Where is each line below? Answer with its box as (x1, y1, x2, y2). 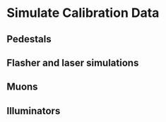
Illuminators (6, 104, 61, 117)
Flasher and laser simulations (6, 56, 139, 68)
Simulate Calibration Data (6, 5, 160, 21)
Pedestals (6, 33, 52, 45)
